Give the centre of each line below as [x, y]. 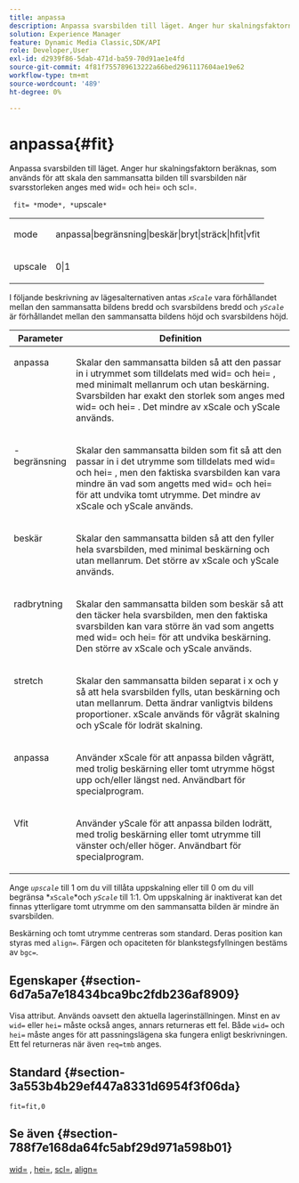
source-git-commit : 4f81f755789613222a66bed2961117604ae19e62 [127, 68]
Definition [180, 339]
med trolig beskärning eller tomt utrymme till [168, 835]
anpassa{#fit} [62, 144]
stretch [28, 681]
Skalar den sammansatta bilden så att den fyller [174, 538]
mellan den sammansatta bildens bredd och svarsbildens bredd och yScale [147, 307]
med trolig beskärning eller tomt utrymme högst [175, 769]
